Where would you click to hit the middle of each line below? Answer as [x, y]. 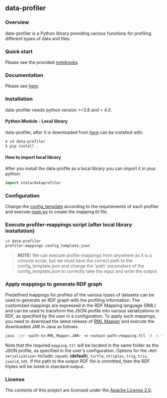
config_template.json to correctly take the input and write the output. [87, 271]
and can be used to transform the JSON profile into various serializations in [82, 311]
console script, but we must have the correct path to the [75, 261]
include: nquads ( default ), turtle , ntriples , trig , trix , [93, 356]
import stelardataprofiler [33, 183]
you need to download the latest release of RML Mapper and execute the [80, 321]
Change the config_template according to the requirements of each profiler [82, 206]
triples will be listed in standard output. [45, 367]
